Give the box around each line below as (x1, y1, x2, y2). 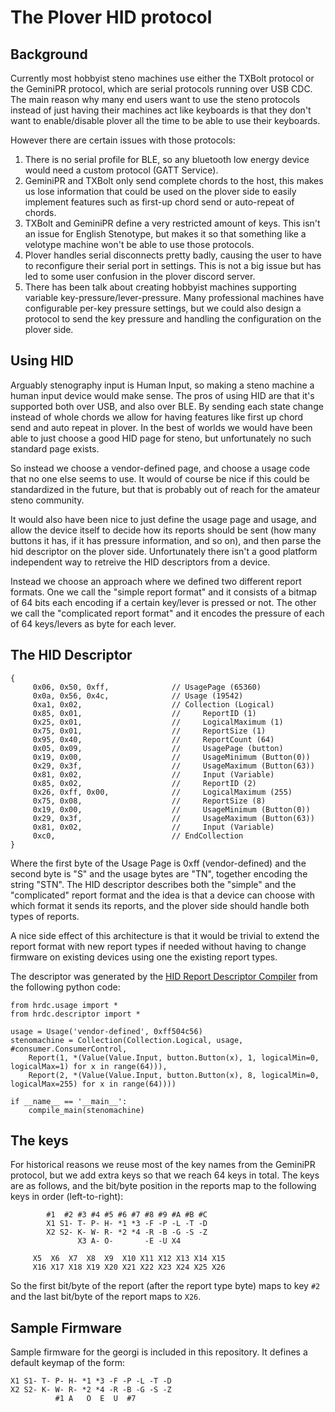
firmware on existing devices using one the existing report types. (10, 951, 278, 963)
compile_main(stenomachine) (28, 1105, 145, 1115)
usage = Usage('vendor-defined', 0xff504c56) (10, 1026, 203, 1036)
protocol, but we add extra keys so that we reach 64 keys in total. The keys (10, 1169, 320, 1181)
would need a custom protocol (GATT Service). (24, 164, 219, 176)
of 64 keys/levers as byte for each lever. (10, 617, 177, 630)
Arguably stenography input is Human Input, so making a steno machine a (10, 379, 315, 391)
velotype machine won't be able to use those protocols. (24, 239, 255, 250)
